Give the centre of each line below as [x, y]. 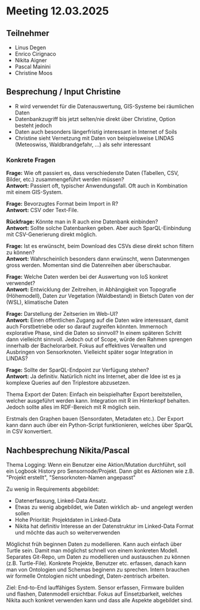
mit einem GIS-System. [35, 192]
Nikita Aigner [31, 60]
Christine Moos [33, 73]
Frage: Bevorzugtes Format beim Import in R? [62, 204]
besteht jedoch [33, 125]
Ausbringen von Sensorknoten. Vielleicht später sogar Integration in [90, 352]
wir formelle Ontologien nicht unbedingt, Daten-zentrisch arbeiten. [88, 576]
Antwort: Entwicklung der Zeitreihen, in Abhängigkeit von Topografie [91, 289]
